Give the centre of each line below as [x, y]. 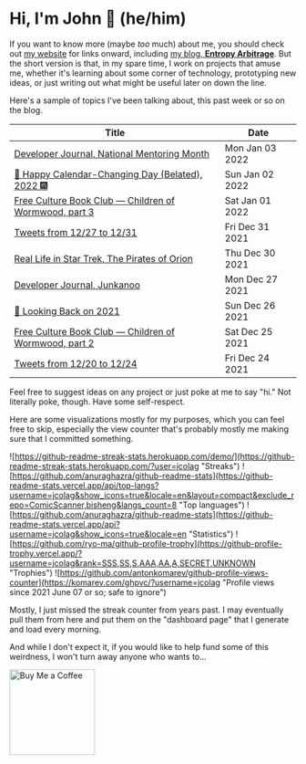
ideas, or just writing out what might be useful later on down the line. [138, 82]
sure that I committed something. [71, 438]
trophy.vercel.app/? [46, 553]
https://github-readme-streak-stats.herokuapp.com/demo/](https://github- [155, 456]
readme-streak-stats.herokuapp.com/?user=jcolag [104, 466]
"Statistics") [211, 534]
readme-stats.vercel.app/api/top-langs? [84, 485]
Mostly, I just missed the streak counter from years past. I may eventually [147, 610]
